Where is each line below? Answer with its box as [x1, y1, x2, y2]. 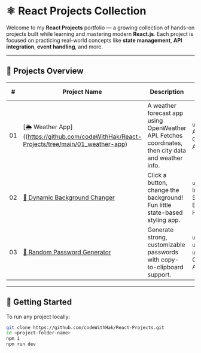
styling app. [147, 215, 181, 224]
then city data [147, 146, 187, 154]
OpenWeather [147, 124, 187, 132]
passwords [147, 248, 179, 256]
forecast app [147, 109, 184, 117]
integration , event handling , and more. [6, 43, 103, 50]
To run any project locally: [6, 313, 71, 320]
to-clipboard [147, 263, 184, 271]
